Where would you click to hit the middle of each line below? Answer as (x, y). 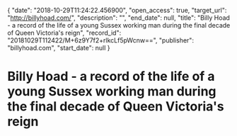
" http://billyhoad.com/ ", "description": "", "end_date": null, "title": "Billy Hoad (118, 18)
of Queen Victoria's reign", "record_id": (64, 33)
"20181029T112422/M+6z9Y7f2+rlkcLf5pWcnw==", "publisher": (101, 40)
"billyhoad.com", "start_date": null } (59, 48)
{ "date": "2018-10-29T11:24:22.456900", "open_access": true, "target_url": (117, 10)
